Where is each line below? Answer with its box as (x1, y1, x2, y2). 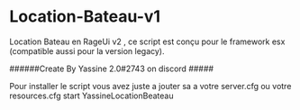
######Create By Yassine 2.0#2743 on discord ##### (9, 63, 214, 74)
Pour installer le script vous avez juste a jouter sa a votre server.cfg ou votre (9, 80, 292, 91)
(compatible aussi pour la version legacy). (9, 45, 165, 56)
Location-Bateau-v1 (9, 6, 160, 27)
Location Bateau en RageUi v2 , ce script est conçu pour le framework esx (9, 36, 286, 47)
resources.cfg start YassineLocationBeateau (9, 90, 174, 101)
